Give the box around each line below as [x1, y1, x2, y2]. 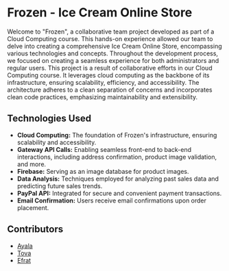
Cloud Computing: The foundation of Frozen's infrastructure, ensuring [16, 131, 217, 139]
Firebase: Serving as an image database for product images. [16, 167, 189, 175]
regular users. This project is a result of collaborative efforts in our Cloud [7, 64, 213, 72]
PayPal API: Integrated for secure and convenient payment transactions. [16, 189, 222, 197]
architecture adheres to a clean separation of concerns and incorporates [7, 86, 213, 94]
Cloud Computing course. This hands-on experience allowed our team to [7, 34, 213, 42]
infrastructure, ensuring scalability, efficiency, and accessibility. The [7, 78, 200, 86]
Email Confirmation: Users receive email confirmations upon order [16, 196, 207, 205]
